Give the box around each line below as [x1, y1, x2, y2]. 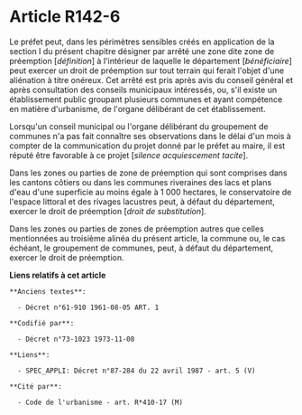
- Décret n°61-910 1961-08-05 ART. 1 [17, 303, 160, 312]
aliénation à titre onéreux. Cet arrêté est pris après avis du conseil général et [9, 74, 293, 85]
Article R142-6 [9, 6, 121, 27]
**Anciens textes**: [9, 287, 87, 296]
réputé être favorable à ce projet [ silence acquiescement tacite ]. [9, 149, 249, 160]
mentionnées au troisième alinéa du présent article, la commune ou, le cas [9, 232, 286, 243]
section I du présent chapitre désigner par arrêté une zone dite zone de [9, 45, 275, 56]
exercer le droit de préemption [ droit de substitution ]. [9, 205, 207, 216]
